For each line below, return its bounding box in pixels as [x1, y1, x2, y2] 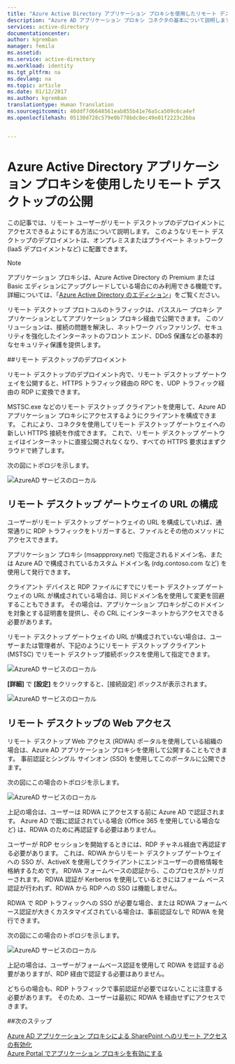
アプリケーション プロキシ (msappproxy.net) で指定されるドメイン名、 [7, 551, 211, 559]
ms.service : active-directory [7, 56, 96, 63]
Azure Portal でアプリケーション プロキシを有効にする [7, 1049, 163, 1058]
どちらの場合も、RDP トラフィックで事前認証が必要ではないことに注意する [7, 984, 224, 993]
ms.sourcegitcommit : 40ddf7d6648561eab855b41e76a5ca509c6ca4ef [7, 108, 196, 115]
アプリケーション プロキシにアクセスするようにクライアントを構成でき [7, 411, 211, 420]
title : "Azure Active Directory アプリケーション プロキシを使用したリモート [7, 10, 217, 17]
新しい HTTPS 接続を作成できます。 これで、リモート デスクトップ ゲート [7, 428, 219, 437]
